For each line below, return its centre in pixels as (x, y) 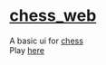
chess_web (53, 16)
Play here (27, 50)
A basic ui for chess (47, 41)
